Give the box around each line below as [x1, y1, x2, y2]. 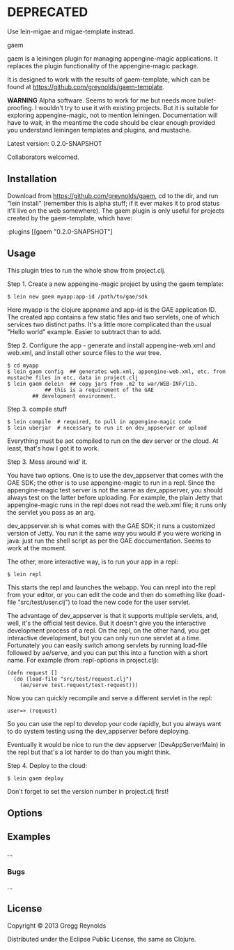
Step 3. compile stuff [7, 405, 68, 413]
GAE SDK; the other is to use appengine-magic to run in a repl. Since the [7, 478, 215, 487]
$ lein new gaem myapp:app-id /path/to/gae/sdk [7, 293, 148, 300]
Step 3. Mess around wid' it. [7, 458, 88, 466]
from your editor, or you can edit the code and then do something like [7, 590, 207, 598]
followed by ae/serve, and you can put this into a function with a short [7, 648, 208, 656]
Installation [7, 173, 57, 185]
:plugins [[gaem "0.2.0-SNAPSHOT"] [7, 227, 113, 236]
